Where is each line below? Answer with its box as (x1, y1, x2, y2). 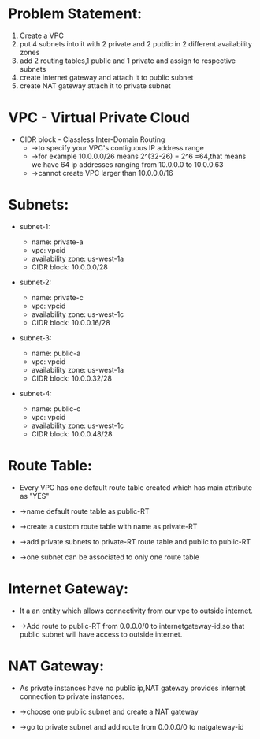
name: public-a (31, 348, 81, 358)
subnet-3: (19, 332, 52, 343)
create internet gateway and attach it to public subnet (19, 72, 194, 82)
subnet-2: (19, 277, 52, 287)
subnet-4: (19, 388, 53, 398)
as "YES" (19, 491, 50, 500)
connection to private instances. (19, 691, 124, 701)
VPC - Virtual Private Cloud (8, 109, 191, 127)
